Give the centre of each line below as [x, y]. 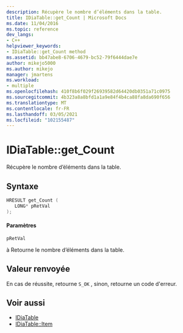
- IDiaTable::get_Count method [46, 52]
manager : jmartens [30, 75]
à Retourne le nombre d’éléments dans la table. [66, 250]
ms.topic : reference [33, 29]
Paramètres [21, 225]
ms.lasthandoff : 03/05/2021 [42, 114]
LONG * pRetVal [32, 206]
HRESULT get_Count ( [33, 200]
